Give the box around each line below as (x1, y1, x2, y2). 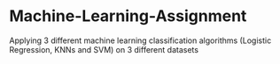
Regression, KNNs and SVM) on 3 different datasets (9, 44, 199, 54)
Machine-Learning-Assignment (9, 6, 247, 26)
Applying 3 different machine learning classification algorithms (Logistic (9, 35, 272, 46)
